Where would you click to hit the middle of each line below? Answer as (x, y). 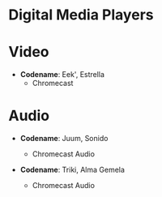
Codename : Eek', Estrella (62, 75)
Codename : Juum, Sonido (64, 139)
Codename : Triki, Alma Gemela (72, 170)
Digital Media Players (81, 15)
